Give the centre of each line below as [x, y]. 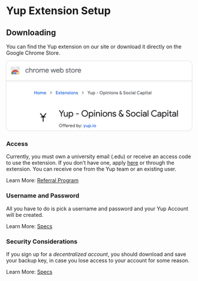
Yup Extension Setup [58, 11]
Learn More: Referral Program [42, 180]
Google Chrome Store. [33, 53]
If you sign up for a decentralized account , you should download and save [96, 254]
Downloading [31, 33]
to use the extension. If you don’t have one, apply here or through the [90, 163]
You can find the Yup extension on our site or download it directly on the [94, 46]
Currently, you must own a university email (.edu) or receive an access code [99, 156]
